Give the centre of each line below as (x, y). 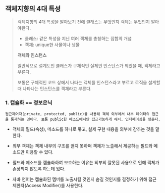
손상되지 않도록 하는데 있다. (39, 169)
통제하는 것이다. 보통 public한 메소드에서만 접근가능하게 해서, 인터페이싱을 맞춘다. (85, 120)
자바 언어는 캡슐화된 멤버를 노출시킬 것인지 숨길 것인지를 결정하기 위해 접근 (84, 179)
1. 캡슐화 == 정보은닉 (29, 102)
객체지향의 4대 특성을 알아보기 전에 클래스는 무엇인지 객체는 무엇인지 (83, 22)
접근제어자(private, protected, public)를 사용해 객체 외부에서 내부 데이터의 (77, 114)
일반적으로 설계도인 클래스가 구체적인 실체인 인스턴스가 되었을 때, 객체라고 (89, 65)
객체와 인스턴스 (32, 55)
